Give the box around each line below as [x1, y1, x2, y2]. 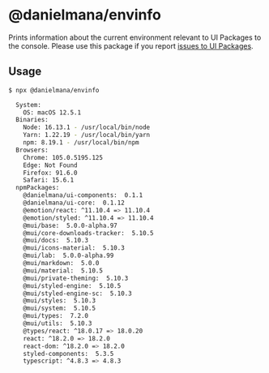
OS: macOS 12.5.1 [23, 108, 82, 117]
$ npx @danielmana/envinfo [8, 86, 100, 94]
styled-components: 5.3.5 [23, 349, 114, 358]
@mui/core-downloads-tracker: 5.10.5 [23, 229, 154, 237]
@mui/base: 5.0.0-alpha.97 [23, 221, 117, 229]
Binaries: [15, 116, 49, 124]
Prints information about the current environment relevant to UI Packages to [8, 32, 262, 42]
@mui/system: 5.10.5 [23, 304, 96, 313]
